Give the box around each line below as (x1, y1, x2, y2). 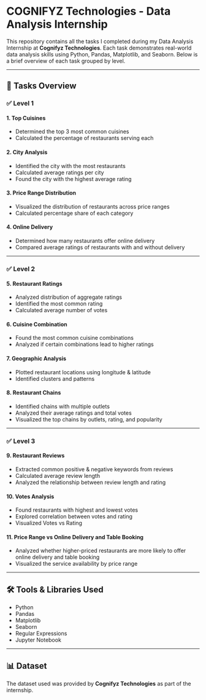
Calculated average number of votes (15, 307, 108, 314)
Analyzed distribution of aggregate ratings (15, 293, 123, 301)
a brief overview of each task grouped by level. (6, 57, 126, 64)
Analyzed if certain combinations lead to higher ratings (15, 340, 154, 348)
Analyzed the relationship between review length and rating (15, 479, 166, 486)
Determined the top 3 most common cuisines (15, 128, 130, 136)
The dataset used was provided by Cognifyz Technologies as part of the (6, 680, 191, 687)
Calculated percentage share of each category (15, 209, 134, 217)
